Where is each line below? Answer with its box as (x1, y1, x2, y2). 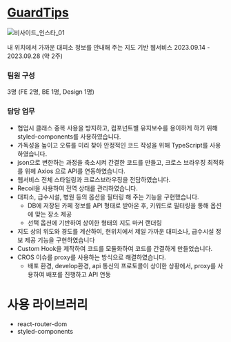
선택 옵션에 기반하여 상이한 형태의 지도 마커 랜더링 (27, 219, 162, 227)
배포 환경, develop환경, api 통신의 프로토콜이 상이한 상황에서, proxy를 (27, 261, 217, 270)
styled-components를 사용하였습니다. (17, 132, 121, 141)
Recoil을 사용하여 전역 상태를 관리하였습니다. (17, 184, 138, 192)
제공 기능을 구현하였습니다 (24, 236, 95, 244)
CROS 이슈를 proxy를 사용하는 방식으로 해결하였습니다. (17, 253, 167, 261)
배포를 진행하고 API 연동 (46, 270, 112, 279)
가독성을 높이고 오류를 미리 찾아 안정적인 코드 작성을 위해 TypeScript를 (17, 141, 208, 149)
